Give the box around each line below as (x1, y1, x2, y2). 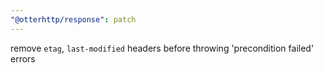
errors (10, 52, 36, 65)
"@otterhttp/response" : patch (10, 14, 137, 25)
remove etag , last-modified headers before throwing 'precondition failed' (10, 42, 315, 54)
